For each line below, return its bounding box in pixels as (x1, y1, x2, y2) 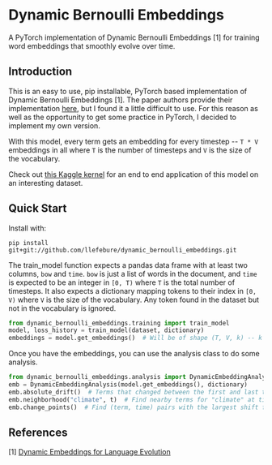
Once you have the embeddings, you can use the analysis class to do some (8, 349, 261, 359)
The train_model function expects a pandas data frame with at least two (8, 260, 249, 269)
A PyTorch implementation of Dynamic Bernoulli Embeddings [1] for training (8, 32, 261, 42)
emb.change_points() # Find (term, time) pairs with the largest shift (8, 403, 259, 411)
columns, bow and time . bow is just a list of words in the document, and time (8, 269, 257, 278)
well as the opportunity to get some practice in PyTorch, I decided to (8, 112, 237, 122)
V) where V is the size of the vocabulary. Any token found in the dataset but (8, 295, 260, 304)
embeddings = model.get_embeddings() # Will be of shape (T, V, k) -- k (8, 334, 263, 342)
